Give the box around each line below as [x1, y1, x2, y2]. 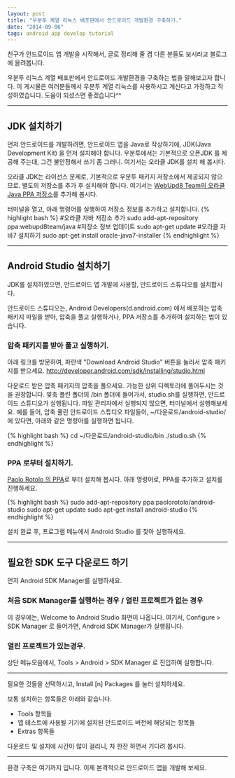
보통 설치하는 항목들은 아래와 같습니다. [7, 695, 112, 703]
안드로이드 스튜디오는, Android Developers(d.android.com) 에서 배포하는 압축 [7, 303, 222, 312]
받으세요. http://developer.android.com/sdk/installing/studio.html [20, 367, 205, 375]
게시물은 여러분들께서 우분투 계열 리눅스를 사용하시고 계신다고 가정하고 [23, 82, 217, 91]
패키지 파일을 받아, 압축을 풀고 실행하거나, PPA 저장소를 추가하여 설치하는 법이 [7, 313, 220, 321]
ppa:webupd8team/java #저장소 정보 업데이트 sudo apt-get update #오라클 [7, 222, 219, 231]
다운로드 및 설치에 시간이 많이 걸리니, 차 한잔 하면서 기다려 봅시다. [7, 742, 187, 750]
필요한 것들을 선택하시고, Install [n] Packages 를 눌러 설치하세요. [7, 679, 185, 688]
